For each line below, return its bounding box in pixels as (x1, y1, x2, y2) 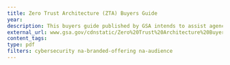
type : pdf (7, 41, 36, 48)
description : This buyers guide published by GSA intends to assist (7, 22, 207, 29)
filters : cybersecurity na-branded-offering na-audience (7, 48, 173, 55)
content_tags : (7, 35, 48, 42)
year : (7, 16, 23, 23)
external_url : (7, 28, 48, 36)
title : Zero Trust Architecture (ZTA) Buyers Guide (7, 9, 157, 17)
